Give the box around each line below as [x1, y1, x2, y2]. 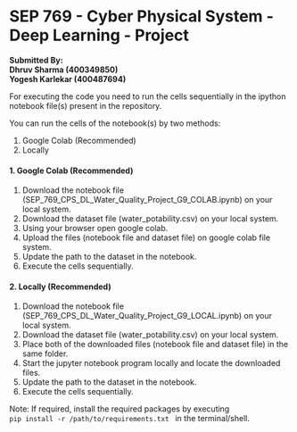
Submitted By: [9, 54, 64, 65]
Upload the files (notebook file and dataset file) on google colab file [21, 232, 270, 243]
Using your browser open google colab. [21, 223, 169, 234]
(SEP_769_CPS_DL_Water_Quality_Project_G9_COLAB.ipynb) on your [21, 195, 273, 205]
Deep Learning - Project [9, 25, 190, 46]
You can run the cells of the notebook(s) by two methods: [9, 118, 221, 129]
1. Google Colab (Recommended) [9, 165, 134, 176]
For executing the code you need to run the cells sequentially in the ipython [9, 91, 286, 102]
